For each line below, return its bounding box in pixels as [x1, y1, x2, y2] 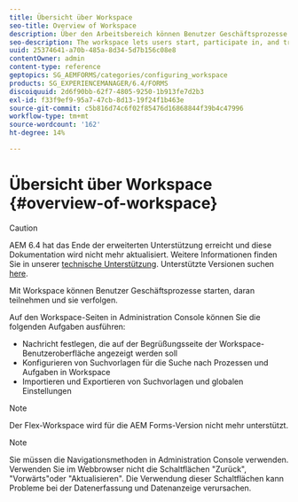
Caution [9, 223, 38, 233]
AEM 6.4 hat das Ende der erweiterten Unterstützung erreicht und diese [9, 239, 272, 250]
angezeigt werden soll [97, 348, 178, 358]
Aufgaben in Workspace [21, 366, 111, 377]
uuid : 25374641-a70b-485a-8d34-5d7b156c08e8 [9, 46, 176, 55]
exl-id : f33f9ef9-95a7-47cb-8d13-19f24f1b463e [9, 95, 184, 105]
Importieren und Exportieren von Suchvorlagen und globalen [21, 376, 244, 387]
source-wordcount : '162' [9, 121, 101, 129]
